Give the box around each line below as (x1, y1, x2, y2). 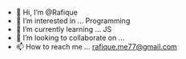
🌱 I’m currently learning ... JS (15, 25, 112, 33)
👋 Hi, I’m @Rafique (15, 8, 78, 17)
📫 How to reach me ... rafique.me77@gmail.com (15, 42, 178, 51)
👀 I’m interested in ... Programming (15, 16, 131, 26)
